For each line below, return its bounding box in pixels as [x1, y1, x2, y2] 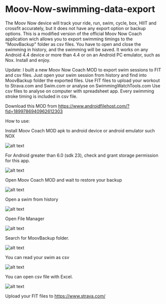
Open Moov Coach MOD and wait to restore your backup [5, 177, 122, 183]
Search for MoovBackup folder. [5, 235, 70, 241]
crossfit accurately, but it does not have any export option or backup [5, 25, 146, 31]
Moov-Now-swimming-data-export [5, 3, 156, 15]
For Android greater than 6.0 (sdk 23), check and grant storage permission [5, 152, 159, 158]
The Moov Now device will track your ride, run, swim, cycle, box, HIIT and [5, 20, 157, 26]
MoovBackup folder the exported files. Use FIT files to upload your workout [5, 77, 161, 83]
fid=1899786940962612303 [5, 108, 63, 114]
